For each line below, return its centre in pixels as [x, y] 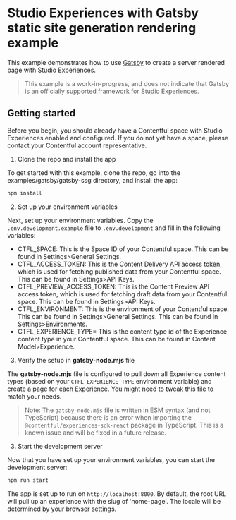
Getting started [42, 113]
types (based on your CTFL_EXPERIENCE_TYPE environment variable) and [110, 381]
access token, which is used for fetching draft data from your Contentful [122, 294]
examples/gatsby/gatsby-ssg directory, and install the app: [93, 180]
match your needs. [35, 396]
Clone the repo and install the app [67, 159]
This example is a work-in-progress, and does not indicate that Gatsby [127, 83]
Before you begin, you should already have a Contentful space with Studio [115, 130]
